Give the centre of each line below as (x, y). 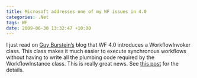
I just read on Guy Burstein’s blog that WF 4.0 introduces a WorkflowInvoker (98, 45)
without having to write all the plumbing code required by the (80, 57)
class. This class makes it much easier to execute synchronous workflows (96, 51)
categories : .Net (28, 17)
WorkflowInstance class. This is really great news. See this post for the (93, 64)
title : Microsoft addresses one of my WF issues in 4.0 (76, 12)
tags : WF (17, 22)
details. (15, 70)
